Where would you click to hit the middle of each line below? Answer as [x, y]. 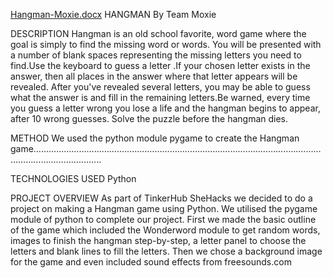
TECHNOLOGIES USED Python [73, 178]
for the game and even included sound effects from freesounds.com [151, 262]
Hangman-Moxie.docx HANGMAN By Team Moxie [113, 14]
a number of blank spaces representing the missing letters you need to [156, 55]
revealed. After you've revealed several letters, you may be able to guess [160, 87]
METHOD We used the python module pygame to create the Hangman [155, 138]
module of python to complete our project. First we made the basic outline [163, 219]
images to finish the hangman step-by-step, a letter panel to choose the [158, 240]
